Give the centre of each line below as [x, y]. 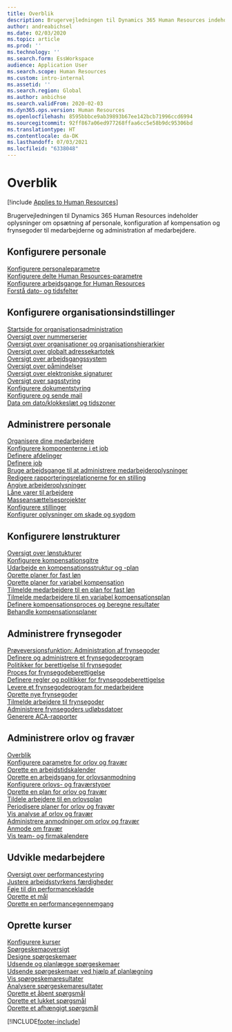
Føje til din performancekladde [51, 889]
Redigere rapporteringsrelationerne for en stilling [77, 478]
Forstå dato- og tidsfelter [43, 291]
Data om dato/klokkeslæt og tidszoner [61, 403]
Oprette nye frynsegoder [42, 694]
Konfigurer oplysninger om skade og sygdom [71, 515]
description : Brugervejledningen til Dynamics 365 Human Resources [106, 20]
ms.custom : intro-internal [46, 78]
